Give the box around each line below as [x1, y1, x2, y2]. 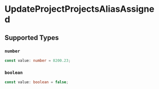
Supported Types [4, 33, 59, 42]
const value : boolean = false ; [4, 80, 69, 85]
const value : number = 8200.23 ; [4, 58, 71, 63]
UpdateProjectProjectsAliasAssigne [4, 3, 155, 15]
